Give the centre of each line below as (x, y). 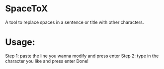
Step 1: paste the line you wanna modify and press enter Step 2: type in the (82, 56)
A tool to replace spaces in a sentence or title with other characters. (75, 22)
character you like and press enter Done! (47, 61)
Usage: (20, 42)
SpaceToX (27, 9)
